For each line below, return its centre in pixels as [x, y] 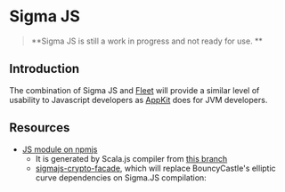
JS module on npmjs [60, 149]
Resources [40, 128]
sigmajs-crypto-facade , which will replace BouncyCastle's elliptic [155, 168]
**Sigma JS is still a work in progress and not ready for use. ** [147, 41]
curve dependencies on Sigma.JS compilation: [121, 177]
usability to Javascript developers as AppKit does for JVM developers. [138, 100]
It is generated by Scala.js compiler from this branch [131, 158]
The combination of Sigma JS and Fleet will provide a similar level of [134, 90]
